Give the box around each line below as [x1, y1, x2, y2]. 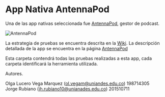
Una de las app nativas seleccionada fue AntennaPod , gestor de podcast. [5, 20, 159, 26]
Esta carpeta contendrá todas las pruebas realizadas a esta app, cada [5, 55, 152, 61]
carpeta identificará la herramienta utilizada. [5, 60, 98, 67]
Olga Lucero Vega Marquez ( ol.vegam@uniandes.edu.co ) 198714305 [5, 80, 150, 86]
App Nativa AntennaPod [5, 4, 109, 15]
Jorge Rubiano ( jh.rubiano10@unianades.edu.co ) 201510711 [5, 85, 130, 92]
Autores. [5, 70, 23, 77]
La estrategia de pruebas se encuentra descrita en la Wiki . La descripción [5, 40, 160, 46]
